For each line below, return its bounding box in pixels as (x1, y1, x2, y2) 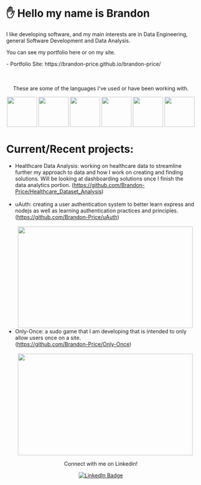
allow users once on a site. (14, 334, 81, 341)
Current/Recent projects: (6, 143, 134, 156)
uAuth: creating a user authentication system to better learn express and (14, 200, 194, 208)
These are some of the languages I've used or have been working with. (13, 84, 189, 92)
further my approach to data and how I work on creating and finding (14, 168, 183, 176)
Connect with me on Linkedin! (64, 460, 138, 467)
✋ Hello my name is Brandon (6, 7, 150, 20)
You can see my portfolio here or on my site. (6, 48, 116, 56)
